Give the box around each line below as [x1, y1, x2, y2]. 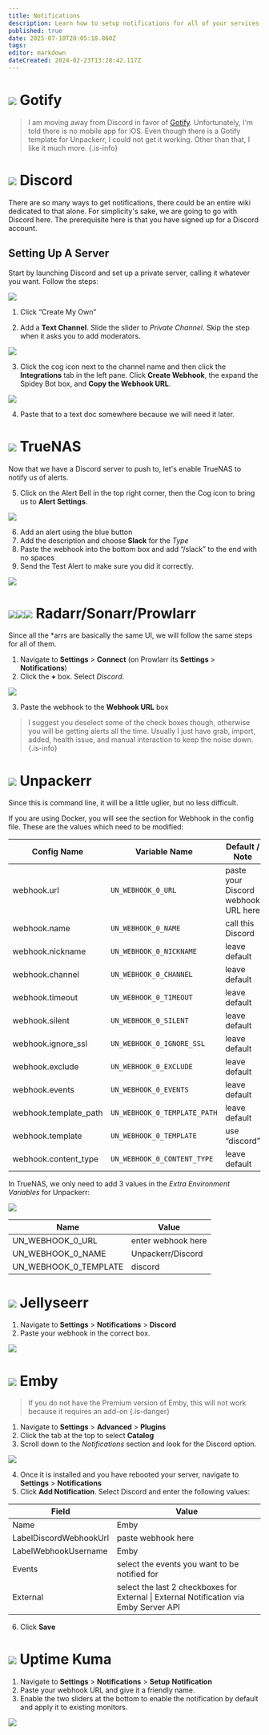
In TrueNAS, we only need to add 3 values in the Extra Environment [8, 1179, 231, 1189]
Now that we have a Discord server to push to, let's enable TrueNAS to [8, 464, 242, 473]
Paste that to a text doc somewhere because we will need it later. [19, 409, 235, 419]
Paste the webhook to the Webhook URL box [19, 703, 169, 712]
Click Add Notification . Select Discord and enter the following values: [19, 1487, 251, 1497]
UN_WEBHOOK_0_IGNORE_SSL [110, 1040, 206, 1048]
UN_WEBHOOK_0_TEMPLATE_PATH [110, 1109, 218, 1117]
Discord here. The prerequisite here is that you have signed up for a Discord [8, 214, 259, 225]
